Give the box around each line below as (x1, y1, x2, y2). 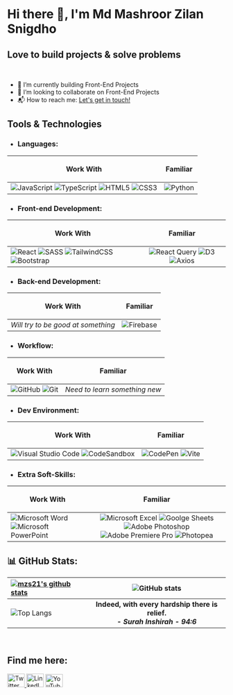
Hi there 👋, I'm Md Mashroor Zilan (7, 6, 205, 22)
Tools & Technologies (7, 118, 102, 131)
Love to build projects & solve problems (7, 49, 182, 60)
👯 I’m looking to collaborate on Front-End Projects (17, 88, 159, 96)
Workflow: (17, 341, 54, 351)
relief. (146, 608, 167, 617)
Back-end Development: (17, 276, 101, 286)
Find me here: (7, 655, 68, 667)
